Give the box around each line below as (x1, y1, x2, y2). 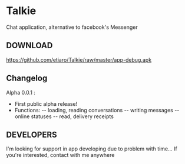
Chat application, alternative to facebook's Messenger (6, 24, 138, 31)
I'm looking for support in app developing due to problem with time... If (6, 145, 178, 152)
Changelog (6, 73, 48, 83)
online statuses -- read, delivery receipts (14, 113, 114, 120)
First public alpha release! (14, 100, 78, 107)
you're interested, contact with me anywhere (6, 152, 115, 159)
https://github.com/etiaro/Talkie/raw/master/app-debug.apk (6, 56, 152, 63)
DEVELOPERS (6, 129, 57, 139)
